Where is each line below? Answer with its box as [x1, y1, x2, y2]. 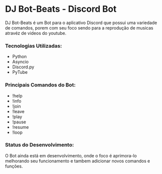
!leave [12, 108, 24, 114]
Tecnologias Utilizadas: [5, 42, 62, 49]
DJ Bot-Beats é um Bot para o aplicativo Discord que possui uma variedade [5, 20, 158, 26]
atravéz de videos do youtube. [5, 30, 67, 36]
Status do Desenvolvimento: [5, 142, 74, 148]
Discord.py [12, 64, 34, 70]
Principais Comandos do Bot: [5, 82, 76, 88]
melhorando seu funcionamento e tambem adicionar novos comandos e [5, 158, 150, 164]
